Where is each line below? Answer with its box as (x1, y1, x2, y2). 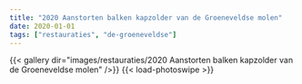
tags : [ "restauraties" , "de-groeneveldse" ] (9, 30, 177, 39)
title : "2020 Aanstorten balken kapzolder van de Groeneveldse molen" (9, 13, 283, 23)
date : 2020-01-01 (9, 22, 75, 31)
